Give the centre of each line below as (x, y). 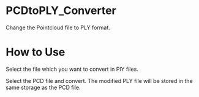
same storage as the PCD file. (43, 87)
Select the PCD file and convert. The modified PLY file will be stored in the (99, 81)
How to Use (36, 52)
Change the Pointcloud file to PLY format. (58, 27)
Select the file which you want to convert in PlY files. (72, 69)
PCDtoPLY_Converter (61, 11)
